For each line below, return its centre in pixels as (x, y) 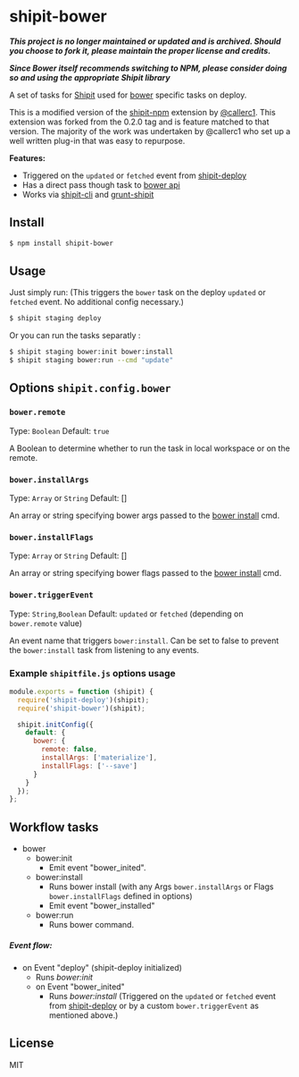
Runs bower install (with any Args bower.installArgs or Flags (161, 886)
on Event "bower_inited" (80, 987)
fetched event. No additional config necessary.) (97, 302)
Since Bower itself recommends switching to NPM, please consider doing (148, 68)
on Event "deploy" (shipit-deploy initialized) (102, 968)
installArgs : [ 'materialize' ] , (100, 758)
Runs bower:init (64, 978)
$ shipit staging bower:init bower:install (91, 352)
